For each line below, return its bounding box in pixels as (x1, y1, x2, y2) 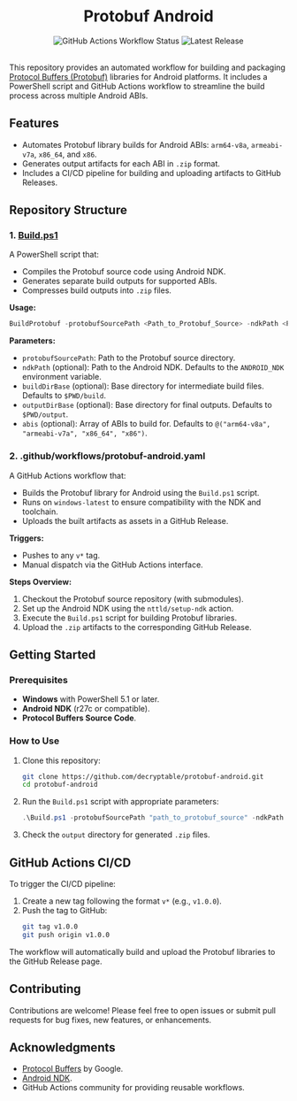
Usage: (9, 303, 37, 313)
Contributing (9, 982, 81, 997)
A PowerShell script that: (9, 250, 99, 260)
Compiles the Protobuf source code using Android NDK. (21, 266, 226, 277)
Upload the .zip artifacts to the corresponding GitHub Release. (21, 621, 252, 632)
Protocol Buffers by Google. (21, 1064, 124, 1074)
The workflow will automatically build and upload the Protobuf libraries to (9, 946, 276, 957)
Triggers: (9, 533, 44, 543)
